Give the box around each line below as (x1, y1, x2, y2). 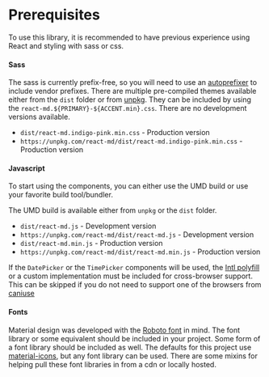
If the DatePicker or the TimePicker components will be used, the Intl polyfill (8, 263, 260, 273)
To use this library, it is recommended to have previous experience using (8, 32, 250, 42)
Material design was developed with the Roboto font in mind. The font (8, 325, 241, 335)
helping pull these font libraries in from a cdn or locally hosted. (8, 359, 216, 369)
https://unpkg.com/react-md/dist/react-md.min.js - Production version (19, 247, 261, 256)
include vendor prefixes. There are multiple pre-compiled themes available (8, 87, 257, 96)
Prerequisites (8, 6, 101, 24)
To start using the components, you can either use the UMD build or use (8, 181, 249, 191)
